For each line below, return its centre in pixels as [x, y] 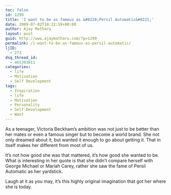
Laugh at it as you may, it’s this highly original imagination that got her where [86, 181]
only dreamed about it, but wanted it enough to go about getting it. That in [83, 140]
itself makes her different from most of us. [50, 145]
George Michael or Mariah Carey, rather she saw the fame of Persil [76, 166]
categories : [18, 67]
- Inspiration [25, 91]
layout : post [19, 34]
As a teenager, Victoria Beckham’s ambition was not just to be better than [82, 129]
